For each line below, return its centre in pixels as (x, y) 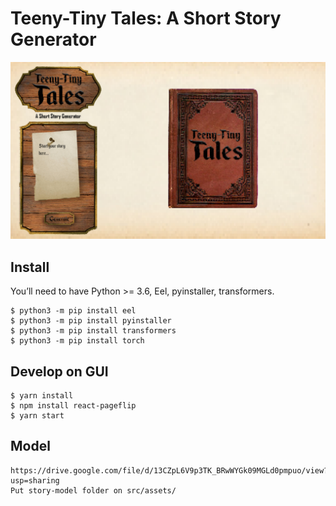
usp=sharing (35, 480)
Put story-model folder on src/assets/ (93, 490)
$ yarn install (42, 396)
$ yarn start (37, 416)
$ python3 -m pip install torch (77, 341)
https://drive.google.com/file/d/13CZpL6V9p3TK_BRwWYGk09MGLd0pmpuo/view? (169, 470)
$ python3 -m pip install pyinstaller (91, 321)
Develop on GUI (59, 371)
